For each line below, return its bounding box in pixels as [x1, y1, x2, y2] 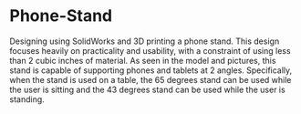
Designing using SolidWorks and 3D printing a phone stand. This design [9, 36, 280, 47]
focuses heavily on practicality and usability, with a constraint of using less [9, 45, 291, 56]
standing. [9, 93, 46, 105]
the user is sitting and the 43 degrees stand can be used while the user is [9, 84, 285, 95]
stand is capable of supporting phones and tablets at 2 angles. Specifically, [9, 65, 293, 76]
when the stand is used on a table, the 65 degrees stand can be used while [9, 74, 292, 85]
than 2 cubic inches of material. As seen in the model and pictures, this [9, 55, 276, 66]
